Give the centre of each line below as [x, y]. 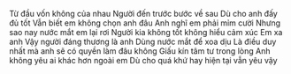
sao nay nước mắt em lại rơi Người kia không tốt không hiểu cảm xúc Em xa [146, 32]
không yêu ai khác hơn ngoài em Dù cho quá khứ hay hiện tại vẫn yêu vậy [143, 60]
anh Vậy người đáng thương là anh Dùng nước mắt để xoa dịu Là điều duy [143, 41]
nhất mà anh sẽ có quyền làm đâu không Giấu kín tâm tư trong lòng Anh [140, 51]
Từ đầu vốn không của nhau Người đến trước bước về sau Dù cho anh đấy [144, 14]
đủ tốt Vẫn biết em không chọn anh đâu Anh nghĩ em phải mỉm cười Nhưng [145, 23]
